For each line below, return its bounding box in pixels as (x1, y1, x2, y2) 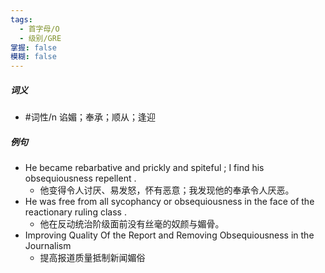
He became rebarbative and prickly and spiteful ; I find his (24, 162, 265, 174)
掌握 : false (10, 42, 57, 53)
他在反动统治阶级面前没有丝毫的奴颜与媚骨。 (39, 218, 225, 230)
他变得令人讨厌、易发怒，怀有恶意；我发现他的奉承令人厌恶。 (39, 184, 295, 196)
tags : (10, 14, 33, 25)
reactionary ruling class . (24, 206, 127, 218)
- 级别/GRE (19, 33, 62, 43)
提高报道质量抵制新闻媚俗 (39, 252, 146, 264)
